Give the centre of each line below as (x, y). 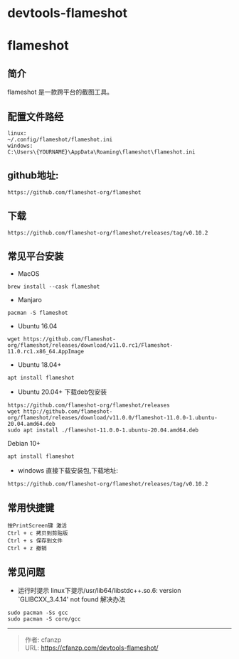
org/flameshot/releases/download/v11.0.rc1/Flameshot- (90, 345)
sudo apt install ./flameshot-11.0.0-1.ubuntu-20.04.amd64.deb (103, 430)
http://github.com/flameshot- (68, 412)
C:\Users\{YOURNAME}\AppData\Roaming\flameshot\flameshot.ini (101, 152)
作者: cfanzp (43, 640)
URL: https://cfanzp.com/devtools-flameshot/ (91, 648)
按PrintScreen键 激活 (37, 526)
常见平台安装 (36, 256)
